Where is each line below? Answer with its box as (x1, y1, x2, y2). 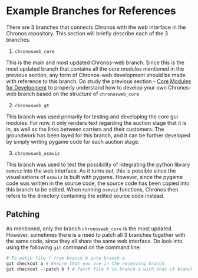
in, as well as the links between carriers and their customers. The (6, 125, 164, 133)
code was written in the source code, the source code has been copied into (6, 180, 190, 187)
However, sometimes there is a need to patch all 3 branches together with (6, 231, 186, 238)
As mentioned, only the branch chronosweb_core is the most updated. (6, 225, 173, 232)
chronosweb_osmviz (14, 150, 60, 157)
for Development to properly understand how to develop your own (6, 84, 167, 91)
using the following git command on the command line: (6, 243, 141, 251)
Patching (6, 209, 40, 219)
